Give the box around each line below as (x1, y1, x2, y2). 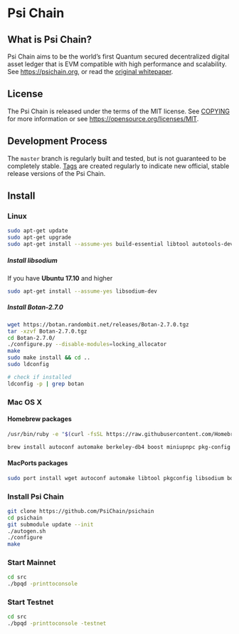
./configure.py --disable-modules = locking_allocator (7, 341, 167, 348)
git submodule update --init (7, 521, 94, 528)
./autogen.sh (7, 527, 46, 535)
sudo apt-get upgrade (7, 234, 72, 241)
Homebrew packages (7, 415, 73, 423)
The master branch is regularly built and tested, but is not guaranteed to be (7, 154, 226, 162)
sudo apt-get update (7, 227, 69, 234)
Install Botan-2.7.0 (7, 303, 64, 311)
